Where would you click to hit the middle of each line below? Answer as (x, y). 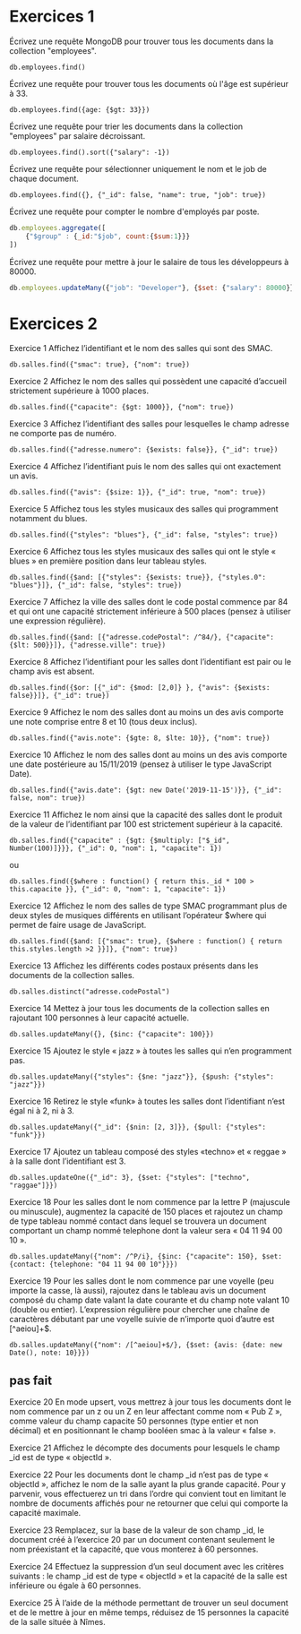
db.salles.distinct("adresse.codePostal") (90, 992)
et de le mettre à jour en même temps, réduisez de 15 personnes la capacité (149, 1612)
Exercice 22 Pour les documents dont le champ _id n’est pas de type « (139, 1475)
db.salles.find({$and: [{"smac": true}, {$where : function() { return (146, 942)
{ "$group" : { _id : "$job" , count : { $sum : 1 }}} (108, 236)
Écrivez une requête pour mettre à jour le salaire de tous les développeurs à (149, 262)
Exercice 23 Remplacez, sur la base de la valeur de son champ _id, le (137, 1530)
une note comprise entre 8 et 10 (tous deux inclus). (103, 722)
